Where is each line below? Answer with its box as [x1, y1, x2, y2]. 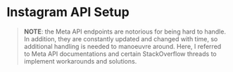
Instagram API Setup [6, 4, 130, 20]
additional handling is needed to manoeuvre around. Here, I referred [23, 42, 222, 50]
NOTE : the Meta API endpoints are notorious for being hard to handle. [23, 27, 227, 36]
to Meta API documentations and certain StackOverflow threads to [23, 50, 217, 58]
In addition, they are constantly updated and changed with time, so [23, 34, 218, 43]
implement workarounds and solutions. [23, 57, 137, 65]
